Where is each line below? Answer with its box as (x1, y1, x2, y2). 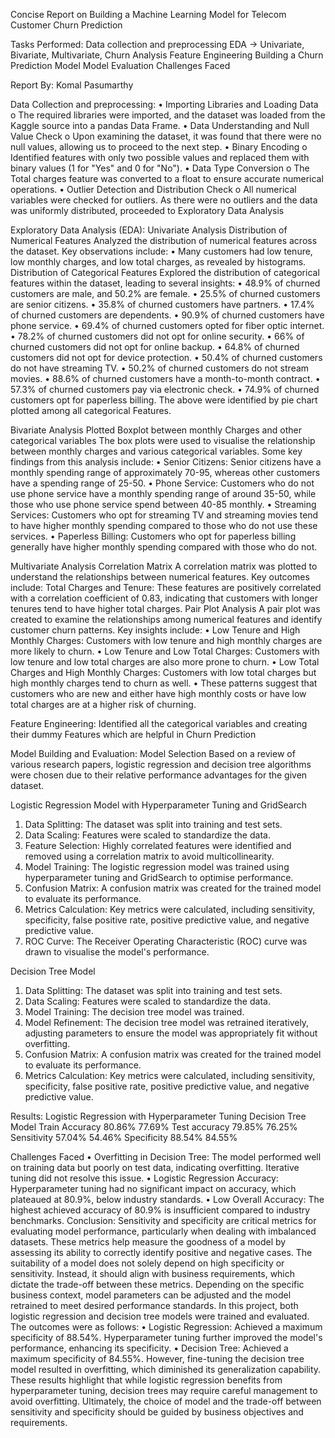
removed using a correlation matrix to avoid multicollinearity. (24, 850, 275, 862)
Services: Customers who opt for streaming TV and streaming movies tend (10, 509, 319, 521)
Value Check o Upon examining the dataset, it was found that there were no (10, 130, 322, 142)
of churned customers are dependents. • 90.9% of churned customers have (10, 309, 325, 321)
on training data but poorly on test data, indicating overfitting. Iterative (10, 1162, 300, 1173)
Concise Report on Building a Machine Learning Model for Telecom (10, 9, 287, 20)
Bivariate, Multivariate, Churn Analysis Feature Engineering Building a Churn (10, 49, 324, 61)
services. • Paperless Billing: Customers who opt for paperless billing (10, 530, 297, 542)
